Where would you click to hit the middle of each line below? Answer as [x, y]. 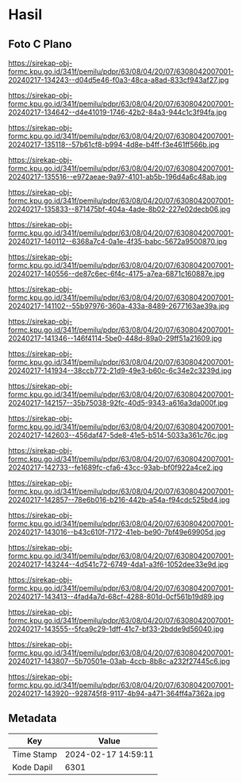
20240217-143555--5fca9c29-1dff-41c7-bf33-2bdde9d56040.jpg [116, 629]
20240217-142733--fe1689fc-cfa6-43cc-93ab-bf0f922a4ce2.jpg [116, 467]
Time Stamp [35, 754]
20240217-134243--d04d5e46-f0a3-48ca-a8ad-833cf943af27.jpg [119, 80]
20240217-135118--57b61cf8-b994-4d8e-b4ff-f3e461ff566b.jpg [114, 144]
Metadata [33, 718]
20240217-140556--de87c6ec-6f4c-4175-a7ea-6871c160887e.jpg [116, 273]
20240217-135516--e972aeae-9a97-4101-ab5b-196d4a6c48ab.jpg [118, 177]
